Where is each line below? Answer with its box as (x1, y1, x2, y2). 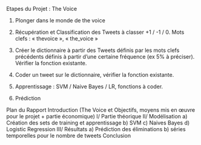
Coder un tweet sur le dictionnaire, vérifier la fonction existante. (15, 71, 174, 78)
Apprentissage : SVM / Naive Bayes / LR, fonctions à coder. (15, 83, 163, 90)
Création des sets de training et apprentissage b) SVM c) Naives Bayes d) (6, 119, 190, 126)
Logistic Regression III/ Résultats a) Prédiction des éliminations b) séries (6, 126, 186, 132)
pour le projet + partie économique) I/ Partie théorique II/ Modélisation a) (6, 113, 188, 120)
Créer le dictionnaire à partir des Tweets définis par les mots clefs (15, 47, 180, 54)
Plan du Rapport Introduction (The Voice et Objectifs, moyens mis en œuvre (6, 106, 196, 114)
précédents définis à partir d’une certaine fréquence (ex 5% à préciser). (15, 53, 195, 60)
